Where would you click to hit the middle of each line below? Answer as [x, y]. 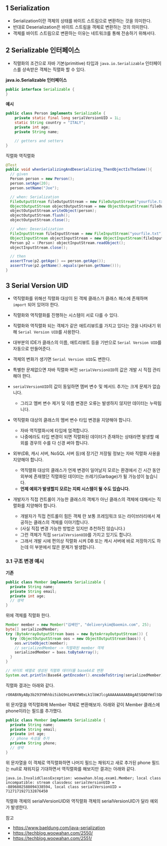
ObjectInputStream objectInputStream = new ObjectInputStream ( [77, 238]
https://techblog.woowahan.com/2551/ [52, 838]
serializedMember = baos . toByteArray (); [57, 652]
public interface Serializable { [40, 89]
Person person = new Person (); [42, 179]
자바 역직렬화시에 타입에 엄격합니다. [55, 430]
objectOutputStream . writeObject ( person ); [54, 211]
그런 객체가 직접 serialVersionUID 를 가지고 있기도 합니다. [76, 534]
